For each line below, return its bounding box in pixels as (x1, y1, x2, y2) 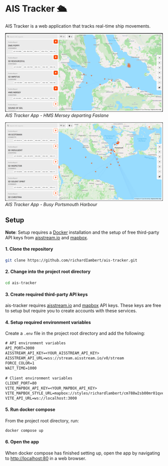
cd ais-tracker (5, 280, 37, 285)
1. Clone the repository (5, 246, 53, 252)
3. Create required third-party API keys (5, 291, 88, 297)
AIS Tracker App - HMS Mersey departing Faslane (5, 112, 109, 118)
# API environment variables (5, 341, 66, 346)
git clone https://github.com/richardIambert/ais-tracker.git (5, 258, 137, 263)
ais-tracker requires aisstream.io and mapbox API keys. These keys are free (5, 302, 161, 308)
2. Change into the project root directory (5, 268, 91, 275)
